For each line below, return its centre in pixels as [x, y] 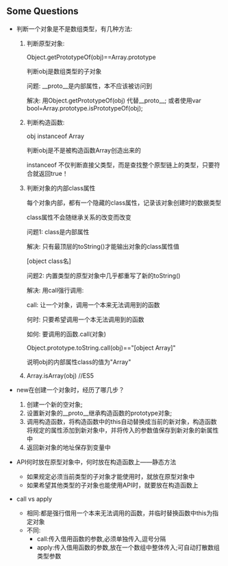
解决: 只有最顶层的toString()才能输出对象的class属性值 [103, 246]
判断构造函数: [46, 122]
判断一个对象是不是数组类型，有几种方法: [74, 29]
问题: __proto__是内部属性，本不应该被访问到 [89, 86]
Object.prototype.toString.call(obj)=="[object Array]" [101, 348]
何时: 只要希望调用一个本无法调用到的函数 [85, 319]
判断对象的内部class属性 [61, 188]
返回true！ [53, 173]
